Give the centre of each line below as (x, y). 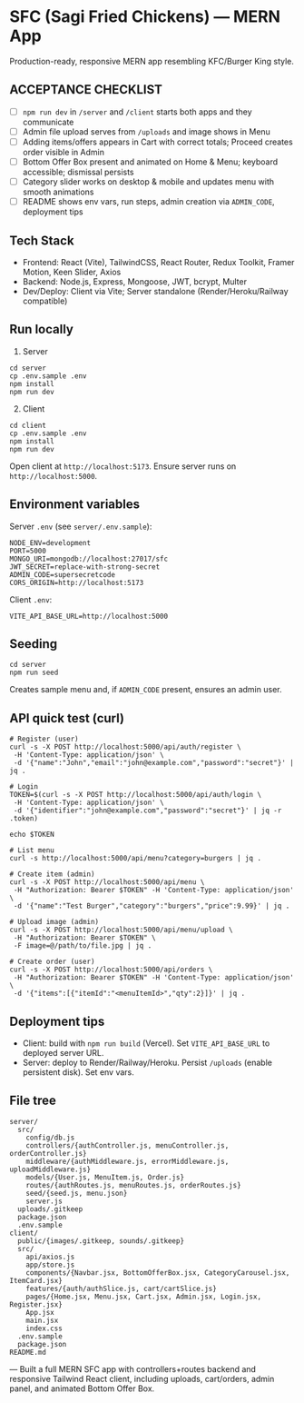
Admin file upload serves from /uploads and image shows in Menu (146, 131)
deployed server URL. (63, 1053)
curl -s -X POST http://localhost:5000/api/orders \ (111, 970)
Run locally (42, 329)
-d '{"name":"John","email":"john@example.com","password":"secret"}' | (154, 763)
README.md (28, 1352)
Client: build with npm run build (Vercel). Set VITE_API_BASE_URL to (146, 1043)
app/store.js (50, 1265)
